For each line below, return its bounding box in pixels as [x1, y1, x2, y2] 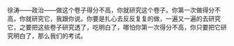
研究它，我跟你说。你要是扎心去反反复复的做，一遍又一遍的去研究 [31, 14, 221, 23]
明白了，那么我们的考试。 [13, 32, 87, 40]
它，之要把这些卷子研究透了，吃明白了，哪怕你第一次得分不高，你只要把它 [7, 23, 221, 31]
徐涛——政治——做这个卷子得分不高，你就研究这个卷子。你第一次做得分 [7, 6, 214, 14]
